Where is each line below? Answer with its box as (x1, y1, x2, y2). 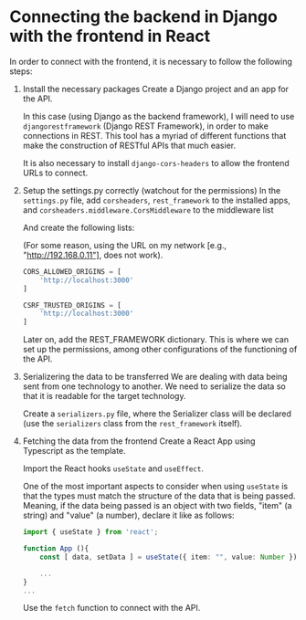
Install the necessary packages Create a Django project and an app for (22, 83, 290, 94)
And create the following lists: (22, 222, 135, 233)
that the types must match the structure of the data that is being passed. (22, 490, 296, 501)
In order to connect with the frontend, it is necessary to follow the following (9, 56, 292, 67)
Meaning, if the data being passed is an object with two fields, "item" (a (22, 500, 292, 511)
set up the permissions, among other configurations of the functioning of (22, 344, 298, 355)
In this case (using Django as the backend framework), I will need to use (22, 110, 295, 121)
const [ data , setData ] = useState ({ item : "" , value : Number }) (39, 552, 298, 562)
